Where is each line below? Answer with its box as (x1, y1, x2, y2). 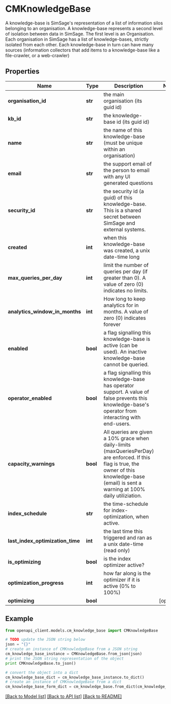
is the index (103, 555, 131, 562)
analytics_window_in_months (8, 308, 81, 315)
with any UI (103, 173, 131, 180)
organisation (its (103, 97, 142, 104)
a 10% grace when (103, 435, 149, 442)
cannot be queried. (103, 361, 149, 368)
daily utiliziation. (103, 492, 142, 499)
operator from (103, 407, 137, 414)
